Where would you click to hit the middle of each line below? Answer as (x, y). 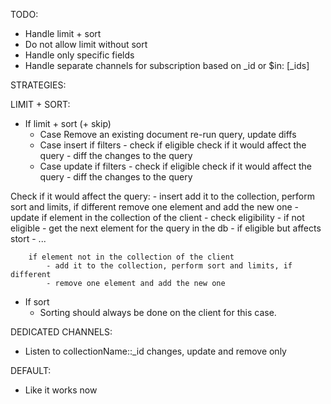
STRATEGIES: (38, 85)
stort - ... (28, 238)
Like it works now (61, 390)
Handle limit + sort (63, 33)
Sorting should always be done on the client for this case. (158, 312)
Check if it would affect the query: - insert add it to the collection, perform (162, 196)
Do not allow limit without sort (86, 44)
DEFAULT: (31, 370)
